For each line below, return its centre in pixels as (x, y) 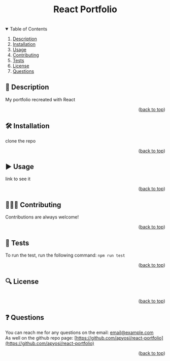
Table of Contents (28, 29)
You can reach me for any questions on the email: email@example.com (79, 332)
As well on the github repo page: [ (41, 338)
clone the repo (21, 141)
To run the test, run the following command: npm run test (65, 255)
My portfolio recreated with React (40, 99)
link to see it (18, 179)
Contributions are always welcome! (42, 217)
